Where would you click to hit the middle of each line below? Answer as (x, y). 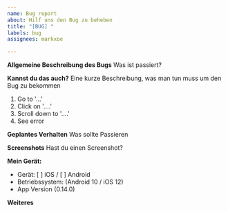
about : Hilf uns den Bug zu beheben (60, 20)
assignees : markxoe (35, 39)
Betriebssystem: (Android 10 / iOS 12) (70, 182)
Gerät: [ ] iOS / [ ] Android (54, 175)
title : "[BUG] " (30, 26)
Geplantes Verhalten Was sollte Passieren (68, 135)
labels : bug (24, 33)
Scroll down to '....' (44, 114)
